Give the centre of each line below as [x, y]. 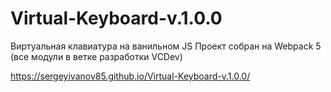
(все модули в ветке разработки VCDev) [96, 56]
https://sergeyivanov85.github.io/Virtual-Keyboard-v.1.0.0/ [130, 76]
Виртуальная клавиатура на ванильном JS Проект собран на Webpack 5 [166, 46]
